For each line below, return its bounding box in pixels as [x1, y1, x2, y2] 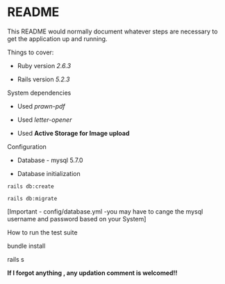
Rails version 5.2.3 [17, 74, 70, 84]
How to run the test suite [7, 228, 78, 237]
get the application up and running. [7, 34, 108, 42]
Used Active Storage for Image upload [17, 129, 130, 137]
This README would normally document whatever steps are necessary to [7, 27, 218, 35]
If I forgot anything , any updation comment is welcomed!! [7, 269, 178, 277]
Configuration [7, 142, 47, 150]
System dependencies [7, 88, 72, 97]
